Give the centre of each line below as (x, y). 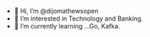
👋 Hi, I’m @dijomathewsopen (56, 11)
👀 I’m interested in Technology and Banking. (79, 18)
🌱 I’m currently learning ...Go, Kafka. (67, 26)
